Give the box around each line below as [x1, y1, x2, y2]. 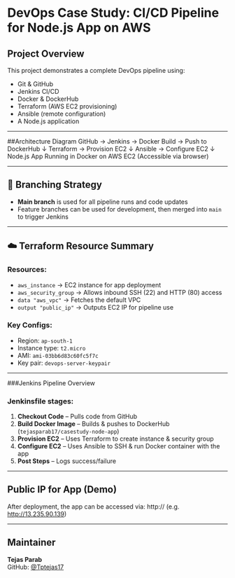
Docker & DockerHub [17, 95, 79, 103]
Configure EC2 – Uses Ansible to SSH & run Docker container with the [17, 442, 220, 450]
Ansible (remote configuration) [17, 110, 106, 118]
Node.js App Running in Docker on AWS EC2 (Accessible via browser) [7, 152, 209, 160]
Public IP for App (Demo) [7, 483, 117, 495]
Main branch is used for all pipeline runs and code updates [17, 198, 188, 206]
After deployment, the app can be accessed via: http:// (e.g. [7, 502, 180, 511]
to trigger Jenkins [17, 212, 69, 221]
